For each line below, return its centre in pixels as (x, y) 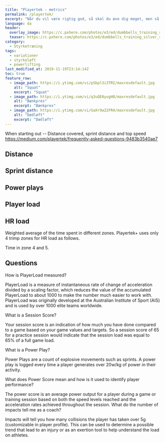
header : (13, 28)
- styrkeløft (23, 60)
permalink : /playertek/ (29, 14)
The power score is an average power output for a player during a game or (81, 394)
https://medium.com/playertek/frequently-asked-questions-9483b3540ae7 (82, 139)
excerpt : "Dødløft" (34, 119)
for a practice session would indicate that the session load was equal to (77, 335)
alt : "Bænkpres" (31, 101)
